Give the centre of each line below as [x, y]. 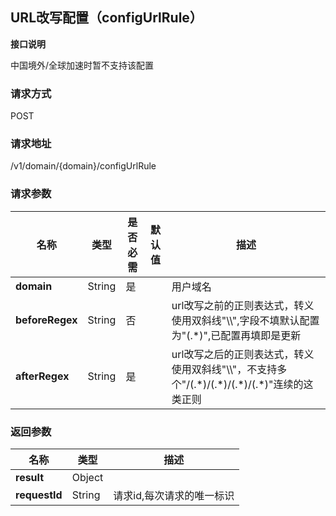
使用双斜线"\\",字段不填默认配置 [245, 320]
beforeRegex [46, 320]
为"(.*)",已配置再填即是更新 [236, 335]
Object [87, 477]
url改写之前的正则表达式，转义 [243, 305]
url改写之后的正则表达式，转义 [243, 354]
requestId [39, 495]
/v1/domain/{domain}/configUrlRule [83, 166]
